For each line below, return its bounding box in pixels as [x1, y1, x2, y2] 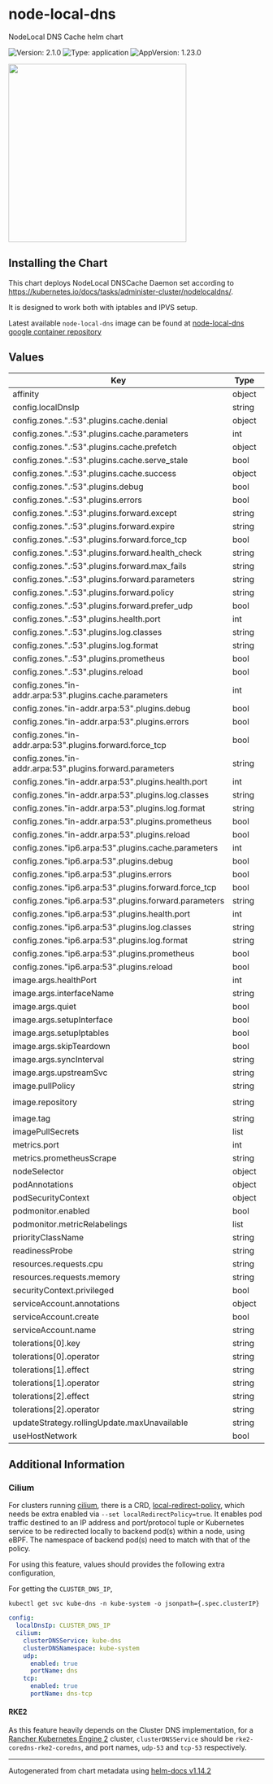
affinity [12, 388, 39, 400]
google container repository [8, 326, 102, 336]
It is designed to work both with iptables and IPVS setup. [8, 302, 197, 312]
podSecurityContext [12, 1192, 90, 1203]
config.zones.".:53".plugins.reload [12, 666, 144, 677]
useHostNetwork [12, 1430, 77, 1441]
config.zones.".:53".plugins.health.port [12, 613, 161, 624]
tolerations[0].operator [12, 1350, 100, 1362]
